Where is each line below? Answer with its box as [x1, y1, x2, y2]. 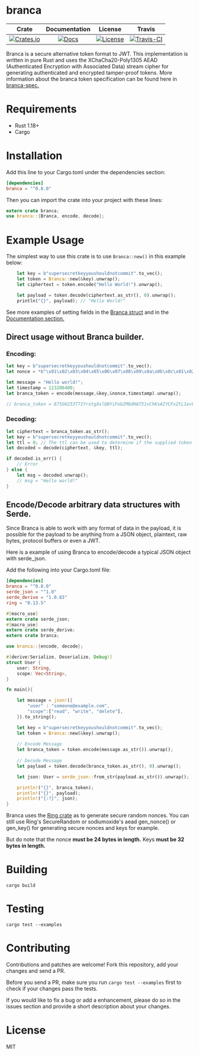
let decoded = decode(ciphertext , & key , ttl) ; [6, 445, 123, 451]
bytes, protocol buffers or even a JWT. [6, 537, 101, 544]
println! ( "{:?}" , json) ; [17, 796, 78, 801]
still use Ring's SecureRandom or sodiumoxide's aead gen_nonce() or [6, 818, 176, 825]
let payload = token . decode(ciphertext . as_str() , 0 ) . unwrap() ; [17, 292, 176, 298]
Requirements [6, 102, 77, 116]
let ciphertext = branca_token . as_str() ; [6, 428, 110, 434]
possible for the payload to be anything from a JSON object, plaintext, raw [6, 531, 188, 538]
